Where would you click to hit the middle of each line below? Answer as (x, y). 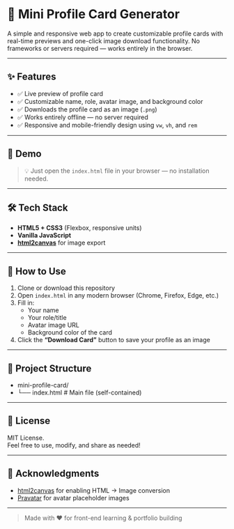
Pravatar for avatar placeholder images (73, 498)
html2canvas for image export (61, 243)
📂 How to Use (37, 271)
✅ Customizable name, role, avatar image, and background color (110, 101)
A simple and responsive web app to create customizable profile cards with (115, 33)
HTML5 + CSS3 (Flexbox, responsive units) (79, 228)
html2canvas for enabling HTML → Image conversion (94, 490)
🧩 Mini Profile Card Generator (93, 14)
